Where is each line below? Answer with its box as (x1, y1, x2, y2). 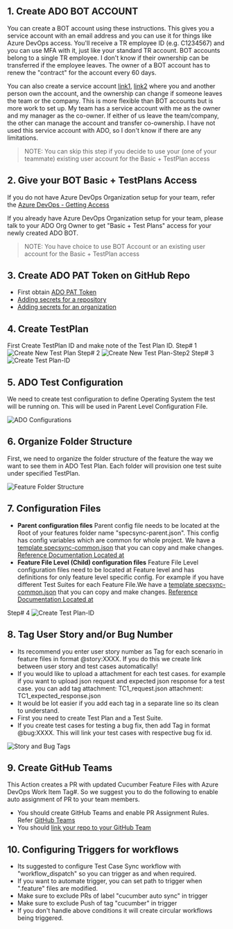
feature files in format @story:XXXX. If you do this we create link (17, 654, 202, 663)
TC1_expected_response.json (17, 691, 101, 700)
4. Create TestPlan (7, 323, 89, 334)
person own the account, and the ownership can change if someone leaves (7, 89, 223, 97)
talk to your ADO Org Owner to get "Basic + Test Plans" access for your (7, 221, 212, 229)
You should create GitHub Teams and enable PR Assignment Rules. (17, 809, 209, 817)
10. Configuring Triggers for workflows (7, 843, 179, 855)
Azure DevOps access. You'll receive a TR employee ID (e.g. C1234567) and (7, 38, 225, 47)
